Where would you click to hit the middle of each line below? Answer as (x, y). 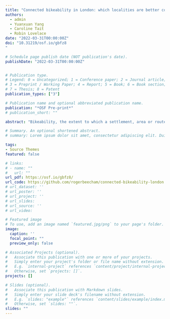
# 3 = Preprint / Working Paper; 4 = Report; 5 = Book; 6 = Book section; (86, 85)
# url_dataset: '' (25, 187)
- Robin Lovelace (28, 33)
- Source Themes (22, 150)
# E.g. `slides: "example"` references (50, 299)
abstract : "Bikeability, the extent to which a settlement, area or (79, 122)
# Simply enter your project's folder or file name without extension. (85, 262)
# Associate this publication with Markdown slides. (64, 290)
